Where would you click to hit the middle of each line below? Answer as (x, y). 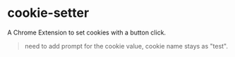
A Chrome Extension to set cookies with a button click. (87, 32)
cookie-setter (48, 13)
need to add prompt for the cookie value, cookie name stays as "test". (126, 46)
